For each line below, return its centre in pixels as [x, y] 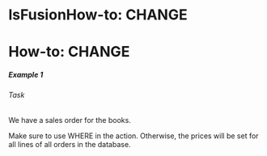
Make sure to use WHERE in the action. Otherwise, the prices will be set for [133, 136]
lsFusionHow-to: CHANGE [98, 15]
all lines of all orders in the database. [70, 144]
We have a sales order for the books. [70, 120]
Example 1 [26, 74]
